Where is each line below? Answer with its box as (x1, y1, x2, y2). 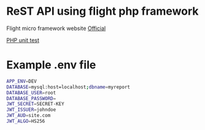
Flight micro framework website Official (6, 25, 106, 32)
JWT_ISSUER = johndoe (6, 107, 56, 113)
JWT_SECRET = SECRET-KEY (6, 101, 64, 107)
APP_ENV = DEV (6, 78, 37, 84)
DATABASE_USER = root (6, 90, 56, 96)
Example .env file (6, 58, 96, 72)
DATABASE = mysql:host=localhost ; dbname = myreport (6, 84, 131, 90)
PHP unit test (6, 36, 40, 44)
